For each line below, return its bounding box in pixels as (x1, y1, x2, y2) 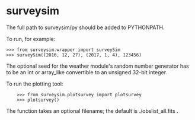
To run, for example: (6, 35, 56, 42)
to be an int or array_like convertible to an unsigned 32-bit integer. (6, 68, 168, 75)
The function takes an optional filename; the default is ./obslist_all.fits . (6, 107, 179, 114)
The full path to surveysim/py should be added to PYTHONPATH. (6, 24, 165, 31)
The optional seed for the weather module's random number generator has (6, 62, 189, 70)
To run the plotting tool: (6, 80, 63, 87)
